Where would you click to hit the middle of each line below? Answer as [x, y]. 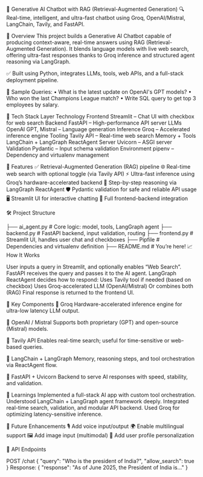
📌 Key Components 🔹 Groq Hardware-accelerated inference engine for [94, 304]
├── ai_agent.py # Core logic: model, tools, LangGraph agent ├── [89, 227]
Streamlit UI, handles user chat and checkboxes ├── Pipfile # [83, 239]
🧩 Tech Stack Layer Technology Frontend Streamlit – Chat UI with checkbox [100, 116]
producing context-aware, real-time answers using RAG [76, 42]
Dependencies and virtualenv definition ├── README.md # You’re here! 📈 [100, 246]
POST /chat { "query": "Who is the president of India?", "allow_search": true [100, 461]
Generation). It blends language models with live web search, [113, 49]
